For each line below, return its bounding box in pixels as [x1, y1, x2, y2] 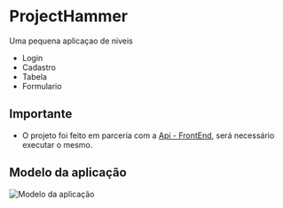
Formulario [21, 81, 62, 91]
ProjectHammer [9, 6, 129, 27]
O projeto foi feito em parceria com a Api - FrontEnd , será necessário [21, 130, 275, 141]
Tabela [21, 71, 47, 81]
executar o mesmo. [21, 139, 93, 150]
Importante [9, 106, 73, 121]
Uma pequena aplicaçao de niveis [9, 35, 133, 46]
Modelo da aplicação [9, 166, 127, 181]
